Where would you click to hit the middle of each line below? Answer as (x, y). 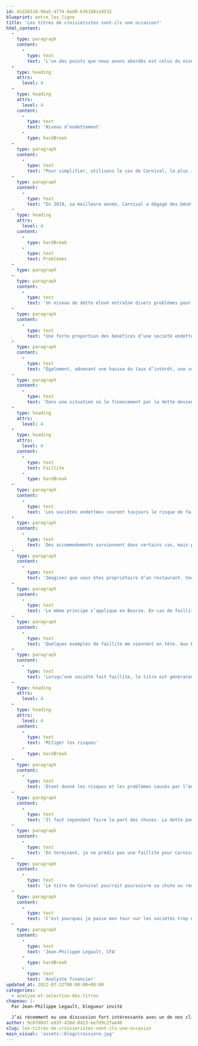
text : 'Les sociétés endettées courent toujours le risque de (105, 512)
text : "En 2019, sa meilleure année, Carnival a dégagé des (103, 204)
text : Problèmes (47, 259)
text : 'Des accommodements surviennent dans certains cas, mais (108, 545)
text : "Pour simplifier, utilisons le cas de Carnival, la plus (108, 171)
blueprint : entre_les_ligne (41, 17)
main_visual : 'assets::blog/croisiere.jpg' (60, 1034)
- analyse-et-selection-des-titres (55, 996)
